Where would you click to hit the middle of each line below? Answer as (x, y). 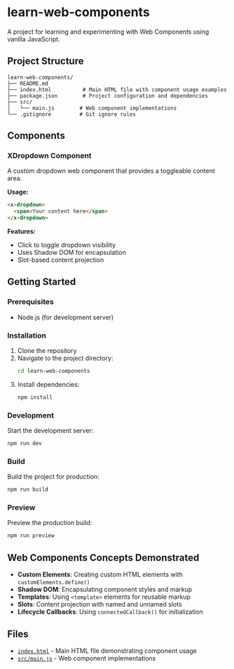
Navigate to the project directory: (65, 358)
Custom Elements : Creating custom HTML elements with (100, 575)
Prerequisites (30, 302)
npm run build (28, 490)
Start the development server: (50, 431)
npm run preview (31, 536)
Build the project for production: (53, 477)
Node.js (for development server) (66, 317)
